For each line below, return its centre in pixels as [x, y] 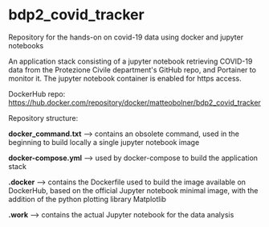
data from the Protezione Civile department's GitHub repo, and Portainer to [132, 69]
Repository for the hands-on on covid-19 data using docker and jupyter [126, 37]
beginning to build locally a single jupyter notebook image [104, 142]
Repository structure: [43, 118]
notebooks [26, 45]
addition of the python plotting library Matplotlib [88, 199]
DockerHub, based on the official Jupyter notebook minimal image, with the [133, 190]
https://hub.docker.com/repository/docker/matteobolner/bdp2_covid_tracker [134, 102]
